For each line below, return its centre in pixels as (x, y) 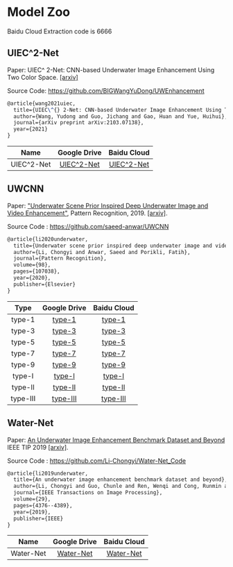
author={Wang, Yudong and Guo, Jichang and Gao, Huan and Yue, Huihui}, (121, 116)
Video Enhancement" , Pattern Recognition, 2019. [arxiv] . (87, 213)
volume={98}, (32, 265)
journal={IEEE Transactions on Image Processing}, (88, 493)
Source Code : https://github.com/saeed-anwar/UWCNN (88, 226)
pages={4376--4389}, (43, 505)
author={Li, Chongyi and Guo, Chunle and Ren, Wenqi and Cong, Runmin (118, 486)
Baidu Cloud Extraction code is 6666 (60, 31)
